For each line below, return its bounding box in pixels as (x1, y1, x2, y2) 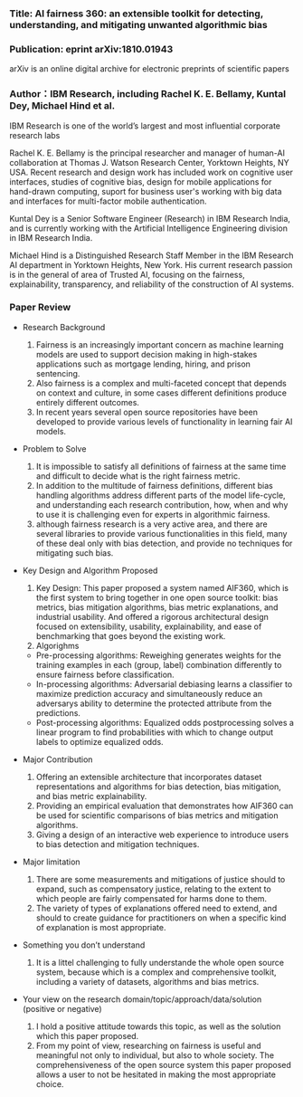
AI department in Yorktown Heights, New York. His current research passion (9, 259, 293, 270)
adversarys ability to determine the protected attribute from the (35, 698, 272, 709)
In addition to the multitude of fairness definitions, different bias (35, 480, 273, 491)
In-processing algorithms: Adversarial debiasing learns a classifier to (35, 678, 293, 690)
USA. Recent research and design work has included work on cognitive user (9, 167, 294, 177)
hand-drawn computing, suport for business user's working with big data (9, 186, 282, 196)
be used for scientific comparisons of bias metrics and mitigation (35, 809, 279, 821)
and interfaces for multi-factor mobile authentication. (9, 196, 207, 206)
